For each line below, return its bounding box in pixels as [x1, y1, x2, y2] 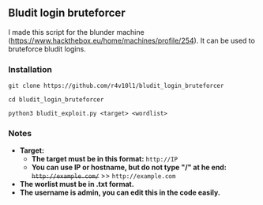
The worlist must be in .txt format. [19, 180, 134, 189]
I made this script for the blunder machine [8, 27, 145, 36]
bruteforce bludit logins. [8, 44, 87, 54]
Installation [8, 63, 53, 74]
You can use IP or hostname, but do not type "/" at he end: [31, 162, 227, 173]
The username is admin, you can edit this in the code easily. [19, 188, 221, 197]
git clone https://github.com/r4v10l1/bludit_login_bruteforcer [8, 82, 224, 90]
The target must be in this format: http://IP [31, 154, 178, 164]
